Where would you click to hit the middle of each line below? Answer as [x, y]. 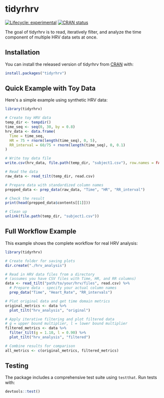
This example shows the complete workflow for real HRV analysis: [72, 243]
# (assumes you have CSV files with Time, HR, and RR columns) [71, 279]
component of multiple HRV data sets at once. [51, 37]
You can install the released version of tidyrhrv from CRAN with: [69, 64]
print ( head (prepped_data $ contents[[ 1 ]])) [48, 203]
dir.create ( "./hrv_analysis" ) [36, 265]
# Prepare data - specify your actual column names [63, 288]
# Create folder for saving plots [40, 261]
